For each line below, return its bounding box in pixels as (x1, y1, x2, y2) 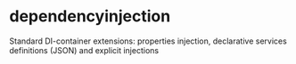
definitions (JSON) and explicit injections (9, 44, 159, 55)
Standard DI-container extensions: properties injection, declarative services (9, 36, 287, 46)
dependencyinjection (9, 6, 171, 27)
